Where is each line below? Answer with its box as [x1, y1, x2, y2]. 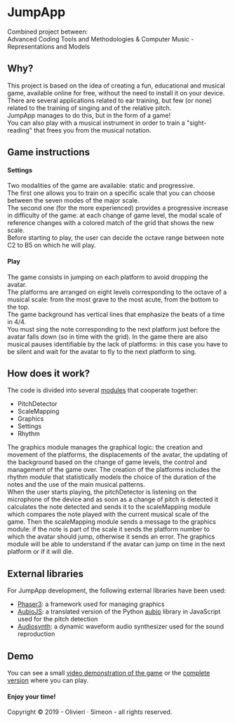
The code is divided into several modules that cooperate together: [7, 386, 199, 395]
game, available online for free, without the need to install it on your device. [7, 88, 225, 97]
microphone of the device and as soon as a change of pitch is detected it [7, 495, 219, 504]
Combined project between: [7, 27, 88, 36]
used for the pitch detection [17, 615, 98, 623]
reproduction [17, 630, 55, 638]
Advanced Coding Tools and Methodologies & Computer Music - [7, 34, 194, 43]
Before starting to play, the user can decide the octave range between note [7, 234, 224, 242]
